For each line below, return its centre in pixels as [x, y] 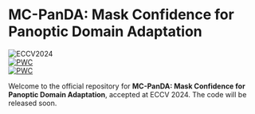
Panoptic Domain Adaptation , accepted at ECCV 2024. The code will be [127, 94]
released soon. [33, 103]
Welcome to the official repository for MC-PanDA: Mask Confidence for [127, 86]
